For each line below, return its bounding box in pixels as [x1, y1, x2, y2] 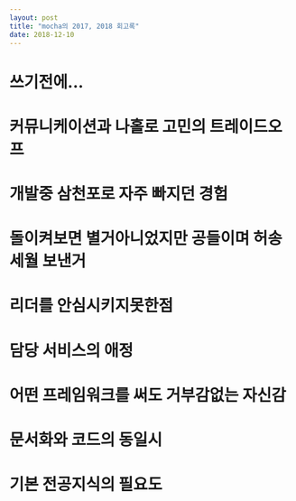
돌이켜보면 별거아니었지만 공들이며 [9, 228, 250, 249]
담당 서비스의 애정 [9, 340, 134, 361]
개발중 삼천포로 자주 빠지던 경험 [9, 183, 228, 204]
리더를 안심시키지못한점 [9, 295, 173, 316]
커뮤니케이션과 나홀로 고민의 [9, 116, 207, 136]
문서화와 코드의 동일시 [9, 430, 162, 450]
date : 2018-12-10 [9, 30, 75, 39]
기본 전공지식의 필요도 [9, 475, 162, 495]
